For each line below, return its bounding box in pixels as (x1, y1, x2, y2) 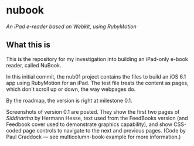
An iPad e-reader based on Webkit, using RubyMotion (6, 23, 137, 30)
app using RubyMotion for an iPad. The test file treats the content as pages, (6, 79, 189, 86)
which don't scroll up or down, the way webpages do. (6, 86, 136, 93)
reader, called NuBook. (6, 62, 62, 69)
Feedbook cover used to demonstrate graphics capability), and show (6, 121, 173, 128)
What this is (6, 40, 51, 50)
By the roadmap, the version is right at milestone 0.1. (6, 97, 133, 104)
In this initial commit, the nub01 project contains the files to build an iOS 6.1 (6, 73, 186, 80)
